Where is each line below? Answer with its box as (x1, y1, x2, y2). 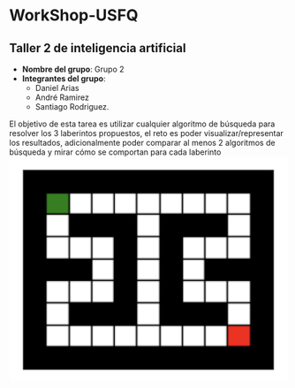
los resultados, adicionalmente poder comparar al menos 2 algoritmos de (9, 138, 276, 148)
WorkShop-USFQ (9, 5, 139, 26)
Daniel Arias (34, 83, 79, 93)
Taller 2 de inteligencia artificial (9, 41, 186, 56)
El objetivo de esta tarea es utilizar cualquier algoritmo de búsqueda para (9, 118, 276, 129)
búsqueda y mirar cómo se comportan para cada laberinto (9, 147, 222, 157)
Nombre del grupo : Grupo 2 (21, 64, 125, 74)
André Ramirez (34, 92, 90, 103)
